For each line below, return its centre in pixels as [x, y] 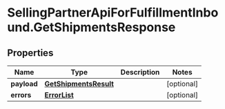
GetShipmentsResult [79, 84]
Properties [30, 53]
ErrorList [59, 95]
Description [140, 72]
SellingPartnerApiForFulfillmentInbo [113, 13]
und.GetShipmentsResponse [91, 27]
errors [21, 95]
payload [24, 84]
